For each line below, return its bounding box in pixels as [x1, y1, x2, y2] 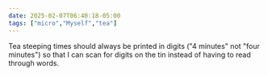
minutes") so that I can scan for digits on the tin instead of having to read [8, 50, 252, 59]
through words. [8, 58, 60, 68]
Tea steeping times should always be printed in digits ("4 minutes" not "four [8, 41, 261, 50]
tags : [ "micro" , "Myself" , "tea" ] [8, 19, 117, 27]
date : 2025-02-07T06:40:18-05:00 [8, 11, 121, 20]
